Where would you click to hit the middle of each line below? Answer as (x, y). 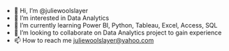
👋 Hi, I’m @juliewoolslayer (51, 11)
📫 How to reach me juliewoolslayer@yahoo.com (84, 40)
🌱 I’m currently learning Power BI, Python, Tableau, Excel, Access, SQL (116, 25)
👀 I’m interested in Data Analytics (61, 18)
